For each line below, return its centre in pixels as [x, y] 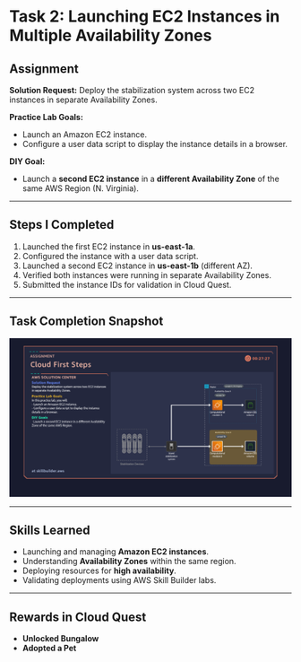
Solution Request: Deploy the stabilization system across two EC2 [132, 90]
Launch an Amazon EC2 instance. [85, 135]
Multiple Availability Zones [111, 35]
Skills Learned [50, 531]
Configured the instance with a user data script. [110, 256]
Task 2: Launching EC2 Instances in [145, 17]
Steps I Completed [62, 225]
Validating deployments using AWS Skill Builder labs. [119, 580]
